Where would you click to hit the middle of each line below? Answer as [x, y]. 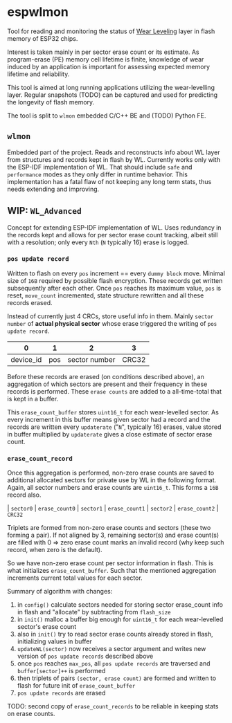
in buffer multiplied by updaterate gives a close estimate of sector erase [110, 434]
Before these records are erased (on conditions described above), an [106, 376]
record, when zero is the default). [55, 550]
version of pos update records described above [85, 656]
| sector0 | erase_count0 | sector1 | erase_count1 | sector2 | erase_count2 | [113, 509]
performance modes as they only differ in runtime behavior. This [98, 174]
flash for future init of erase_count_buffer [76, 686]
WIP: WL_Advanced [44, 211]
